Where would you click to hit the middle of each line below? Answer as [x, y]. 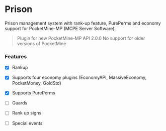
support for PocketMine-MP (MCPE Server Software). [60, 28]
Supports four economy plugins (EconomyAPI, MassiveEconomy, [79, 78]
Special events [27, 123]
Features [16, 56]
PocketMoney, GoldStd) [36, 83]
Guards [20, 103]
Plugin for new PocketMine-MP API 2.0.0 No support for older [81, 38]
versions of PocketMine [41, 43]
